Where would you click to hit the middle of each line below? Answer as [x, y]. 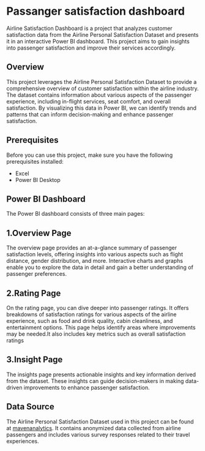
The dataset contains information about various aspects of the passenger [99, 95]
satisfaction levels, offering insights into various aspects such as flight [95, 254]
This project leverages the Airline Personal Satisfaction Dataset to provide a [102, 81]
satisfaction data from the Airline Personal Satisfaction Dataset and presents [102, 34]
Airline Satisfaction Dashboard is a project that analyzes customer [89, 28]
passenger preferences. [37, 274]
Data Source [30, 407]
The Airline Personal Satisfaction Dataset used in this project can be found [100, 422]
